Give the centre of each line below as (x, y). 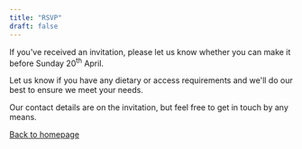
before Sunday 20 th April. (57, 62)
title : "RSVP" (36, 18)
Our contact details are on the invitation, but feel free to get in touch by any (149, 107)
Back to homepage (44, 135)
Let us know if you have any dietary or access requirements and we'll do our (151, 80)
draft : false (34, 26)
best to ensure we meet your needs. (77, 90)
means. (23, 117)
